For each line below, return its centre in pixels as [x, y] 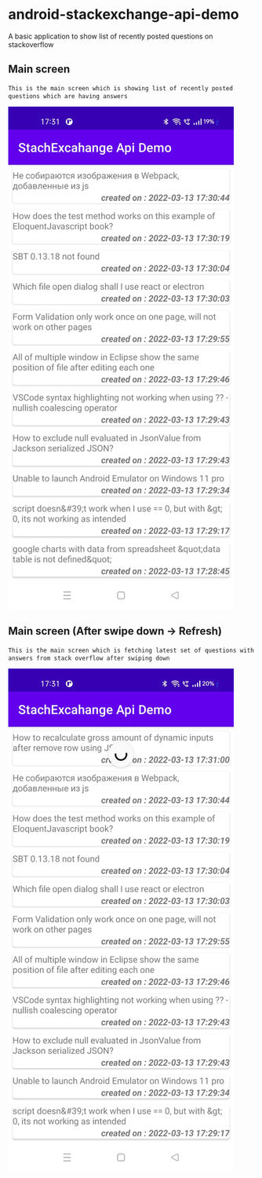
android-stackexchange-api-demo [124, 15]
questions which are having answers [68, 96]
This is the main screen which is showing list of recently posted [121, 88]
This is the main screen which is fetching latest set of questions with [131, 650]
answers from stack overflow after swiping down [89, 658]
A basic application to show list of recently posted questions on [111, 36]
